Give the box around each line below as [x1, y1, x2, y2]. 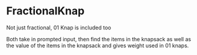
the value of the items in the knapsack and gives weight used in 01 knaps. [6, 42, 189, 49]
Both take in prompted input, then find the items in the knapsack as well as [6, 35, 192, 42]
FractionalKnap [6, 4, 85, 18]
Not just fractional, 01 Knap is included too [6, 24, 111, 31]
